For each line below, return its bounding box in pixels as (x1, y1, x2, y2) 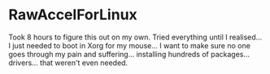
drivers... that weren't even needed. (8, 58, 128, 68)
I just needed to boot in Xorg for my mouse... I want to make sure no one (8, 40, 250, 50)
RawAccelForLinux (8, 6, 138, 24)
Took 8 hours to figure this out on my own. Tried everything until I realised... (8, 32, 263, 42)
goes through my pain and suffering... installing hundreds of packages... (8, 49, 250, 59)
